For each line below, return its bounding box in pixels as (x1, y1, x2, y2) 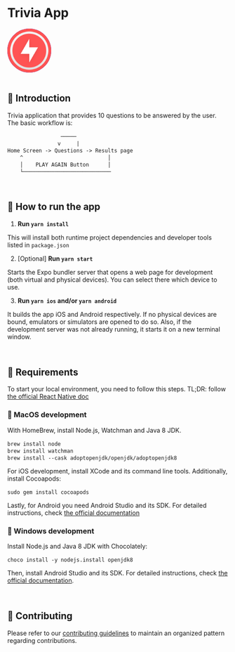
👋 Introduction (7, 93, 72, 105)
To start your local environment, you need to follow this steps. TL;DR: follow (7, 385, 227, 393)
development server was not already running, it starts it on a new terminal (7, 325, 221, 333)
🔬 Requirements (7, 366, 79, 378)
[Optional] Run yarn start (17, 254, 93, 263)
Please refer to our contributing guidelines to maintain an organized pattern (7, 629, 225, 637)
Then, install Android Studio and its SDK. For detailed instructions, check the (7, 568, 228, 577)
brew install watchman (7, 448, 74, 455)
